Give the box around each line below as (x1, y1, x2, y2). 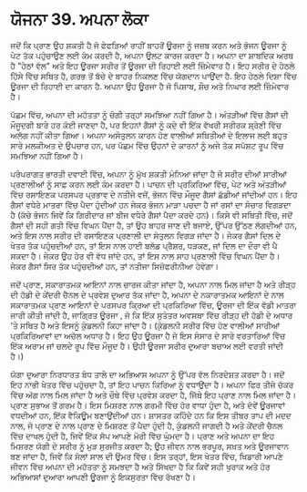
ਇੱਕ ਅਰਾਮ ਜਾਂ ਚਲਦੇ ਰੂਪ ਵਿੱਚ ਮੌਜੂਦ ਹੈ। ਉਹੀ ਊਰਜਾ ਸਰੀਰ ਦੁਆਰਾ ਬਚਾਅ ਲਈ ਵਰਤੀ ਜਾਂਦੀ (10, 340, 283, 351)
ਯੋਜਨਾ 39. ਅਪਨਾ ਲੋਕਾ (10, 9, 148, 30)
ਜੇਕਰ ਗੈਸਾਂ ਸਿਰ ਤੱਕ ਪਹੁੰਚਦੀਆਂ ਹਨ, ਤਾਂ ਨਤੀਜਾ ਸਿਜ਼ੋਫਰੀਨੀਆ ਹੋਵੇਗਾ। (10, 261, 220, 272)
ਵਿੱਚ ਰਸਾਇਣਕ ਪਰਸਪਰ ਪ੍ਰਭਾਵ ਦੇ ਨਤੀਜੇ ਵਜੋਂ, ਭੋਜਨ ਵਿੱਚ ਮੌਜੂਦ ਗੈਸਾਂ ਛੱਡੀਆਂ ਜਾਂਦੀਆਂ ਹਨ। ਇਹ (10, 189, 298, 200)
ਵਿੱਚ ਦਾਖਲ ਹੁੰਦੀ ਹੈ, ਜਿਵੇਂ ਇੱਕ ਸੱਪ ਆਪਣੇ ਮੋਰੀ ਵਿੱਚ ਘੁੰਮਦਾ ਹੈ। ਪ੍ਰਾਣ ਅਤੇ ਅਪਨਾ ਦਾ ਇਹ (10, 430, 275, 441)
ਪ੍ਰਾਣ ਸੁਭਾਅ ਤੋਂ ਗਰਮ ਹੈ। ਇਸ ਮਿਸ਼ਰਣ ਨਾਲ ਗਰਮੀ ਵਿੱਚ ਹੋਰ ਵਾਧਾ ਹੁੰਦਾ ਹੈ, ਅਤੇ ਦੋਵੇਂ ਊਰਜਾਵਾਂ (10, 399, 286, 410)
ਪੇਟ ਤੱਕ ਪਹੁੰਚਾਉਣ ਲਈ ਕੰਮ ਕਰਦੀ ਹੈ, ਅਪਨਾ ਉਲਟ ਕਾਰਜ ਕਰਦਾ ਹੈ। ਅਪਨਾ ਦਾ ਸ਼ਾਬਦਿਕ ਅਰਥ (10, 50, 294, 61)
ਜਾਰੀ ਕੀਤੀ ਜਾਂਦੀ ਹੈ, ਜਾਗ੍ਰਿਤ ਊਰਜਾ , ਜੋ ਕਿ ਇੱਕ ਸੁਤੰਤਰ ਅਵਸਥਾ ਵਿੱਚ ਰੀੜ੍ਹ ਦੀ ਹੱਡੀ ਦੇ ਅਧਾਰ (10, 310, 293, 321)
